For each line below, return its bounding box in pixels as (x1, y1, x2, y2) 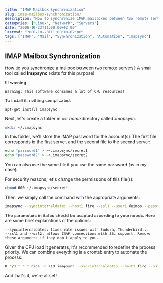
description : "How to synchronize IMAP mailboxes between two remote (5, 16, 149, 21)
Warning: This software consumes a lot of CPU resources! (5, 89, 125, 94)
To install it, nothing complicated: (5, 98, 71, 103)
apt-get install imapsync (5, 107, 57, 112)
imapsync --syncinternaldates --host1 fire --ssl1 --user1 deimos (5, 204, 142, 209)
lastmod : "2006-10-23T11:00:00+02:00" (5, 30, 83, 34)
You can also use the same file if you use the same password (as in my (5, 162, 147, 167)
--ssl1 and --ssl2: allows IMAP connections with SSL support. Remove (5, 231, 151, 236)
